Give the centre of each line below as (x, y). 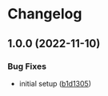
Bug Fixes (27, 66)
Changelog (45, 14)
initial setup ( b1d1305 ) (55, 83)
